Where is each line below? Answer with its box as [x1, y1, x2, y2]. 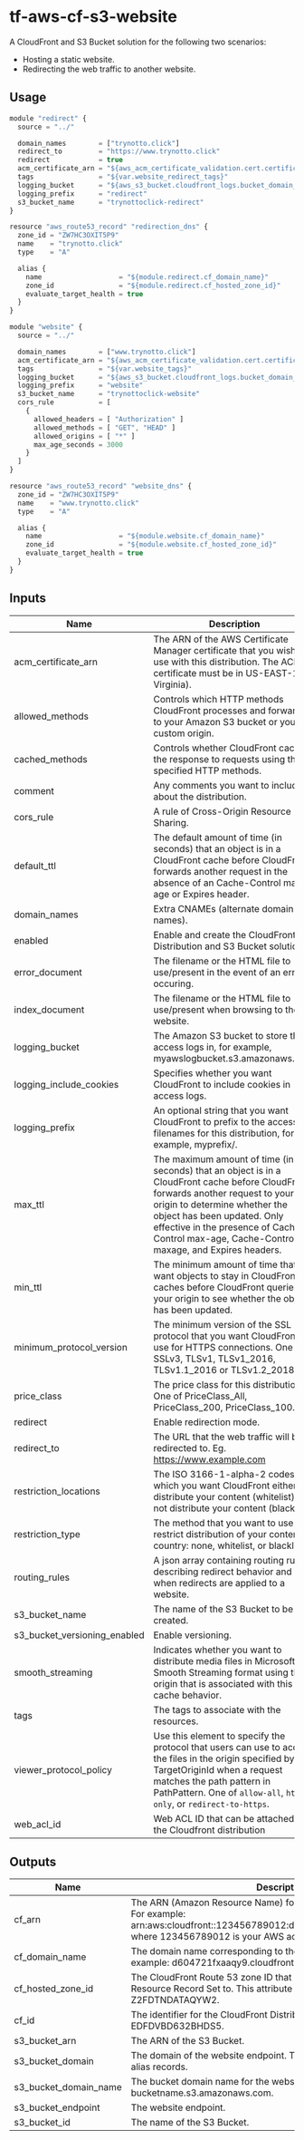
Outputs [9, 1854, 57, 1869]
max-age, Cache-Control [186, 1232, 297, 1244]
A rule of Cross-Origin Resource [153, 805, 291, 818]
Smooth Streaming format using [153, 1666, 290, 1679]
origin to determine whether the [153, 1198, 288, 1211]
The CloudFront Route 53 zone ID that [130, 1971, 292, 1984]
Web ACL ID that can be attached [153, 1812, 295, 1825]
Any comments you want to [153, 779, 270, 791]
